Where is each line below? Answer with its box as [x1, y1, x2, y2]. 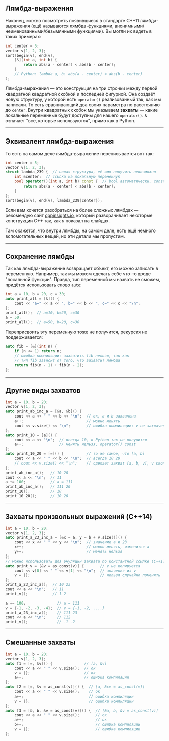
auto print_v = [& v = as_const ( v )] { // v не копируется [5, 563, 141, 568]
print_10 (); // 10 [5, 489, 62, 494]
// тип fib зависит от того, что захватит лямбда [14, 358, 121, 363]
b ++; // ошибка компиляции [14, 722, 141, 727]
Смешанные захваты [5, 638, 76, 646]
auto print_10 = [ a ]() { [5, 432, 57, 438]
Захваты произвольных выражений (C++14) [5, 513, 152, 521]
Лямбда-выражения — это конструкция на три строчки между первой [5, 85, 158, 91]
